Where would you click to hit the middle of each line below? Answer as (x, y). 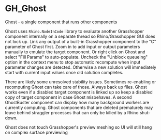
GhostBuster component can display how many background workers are (77, 102)
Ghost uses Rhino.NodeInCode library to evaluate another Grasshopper (74, 31)
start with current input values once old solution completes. (64, 72)
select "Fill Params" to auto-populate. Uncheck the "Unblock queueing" (76, 57)
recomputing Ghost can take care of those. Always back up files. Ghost (76, 87)
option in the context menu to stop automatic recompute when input (73, 62)
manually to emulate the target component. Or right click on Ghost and (75, 52)
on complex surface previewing (37, 132)
